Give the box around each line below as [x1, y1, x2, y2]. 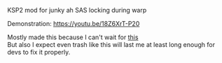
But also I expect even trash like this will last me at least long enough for [7, 41, 216, 48]
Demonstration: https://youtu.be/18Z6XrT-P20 [7, 20, 140, 27]
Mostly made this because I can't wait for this [7, 33, 139, 41]
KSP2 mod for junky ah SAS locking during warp [7, 6, 147, 14]
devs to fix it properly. [7, 48, 71, 56]
